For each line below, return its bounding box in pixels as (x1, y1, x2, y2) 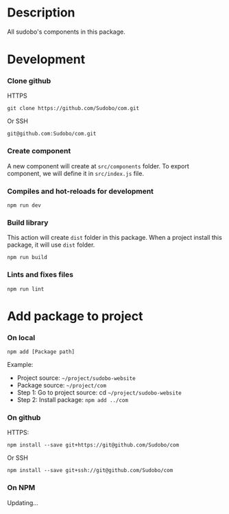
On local (7, 333, 36, 342)
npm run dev (7, 202, 41, 209)
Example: (7, 361, 34, 369)
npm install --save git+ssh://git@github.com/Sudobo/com (7, 467, 173, 474)
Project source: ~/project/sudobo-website (16, 374, 136, 382)
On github (7, 413, 41, 423)
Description (7, 5, 75, 21)
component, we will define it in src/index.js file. (7, 169, 144, 177)
